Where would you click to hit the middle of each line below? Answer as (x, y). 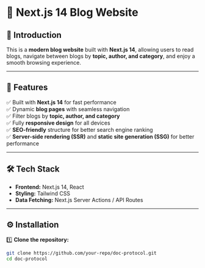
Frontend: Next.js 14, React (49, 187)
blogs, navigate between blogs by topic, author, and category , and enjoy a (101, 56)
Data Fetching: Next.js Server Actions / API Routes (79, 200)
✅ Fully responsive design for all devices (59, 123)
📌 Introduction (34, 35)
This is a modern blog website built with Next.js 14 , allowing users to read (100, 49)
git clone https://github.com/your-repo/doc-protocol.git (81, 253)
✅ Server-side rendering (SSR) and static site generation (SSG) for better (100, 136)
